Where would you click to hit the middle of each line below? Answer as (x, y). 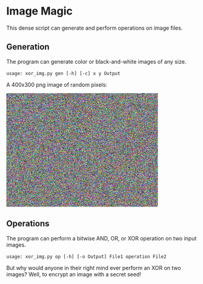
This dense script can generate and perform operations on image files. (95, 28)
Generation (28, 47)
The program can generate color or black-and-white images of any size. (96, 61)
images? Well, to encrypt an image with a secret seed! (74, 274)
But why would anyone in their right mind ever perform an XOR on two (94, 268)
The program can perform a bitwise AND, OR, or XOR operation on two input (101, 238)
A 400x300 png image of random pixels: (57, 84)
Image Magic (39, 11)
